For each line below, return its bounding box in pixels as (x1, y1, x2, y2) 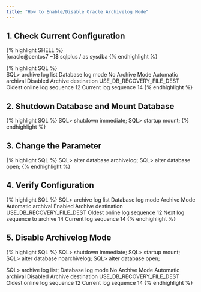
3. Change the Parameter (6, 141, 102, 151)
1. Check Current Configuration (6, 31, 125, 41)
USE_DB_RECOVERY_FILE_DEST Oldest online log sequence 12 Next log (6, 209, 185, 216)
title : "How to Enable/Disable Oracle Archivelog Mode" (6, 8, 149, 15)
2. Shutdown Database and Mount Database (6, 101, 175, 111)
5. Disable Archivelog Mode (6, 233, 112, 243)
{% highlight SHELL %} (6, 47, 64, 54)
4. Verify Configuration (6, 180, 94, 190)
